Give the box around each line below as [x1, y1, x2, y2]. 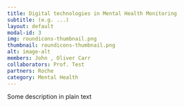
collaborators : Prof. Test [7, 61, 85, 68]
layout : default [7, 23, 54, 29]
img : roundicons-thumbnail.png [7, 36, 97, 43]
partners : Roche [7, 67, 54, 74]
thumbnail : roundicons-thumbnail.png [7, 42, 116, 49]
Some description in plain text [7, 93, 92, 101]
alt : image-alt [7, 49, 51, 56]
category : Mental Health [7, 73, 79, 81]
